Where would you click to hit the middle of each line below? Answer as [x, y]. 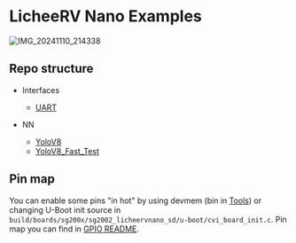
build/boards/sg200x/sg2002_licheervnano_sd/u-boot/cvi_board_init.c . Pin [148, 219]
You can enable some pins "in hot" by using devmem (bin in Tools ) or [136, 200]
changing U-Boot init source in [65, 209]
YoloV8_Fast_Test [67, 151]
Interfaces [41, 90]
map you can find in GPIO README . [74, 229]
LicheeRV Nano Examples [105, 16]
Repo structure [51, 69]
